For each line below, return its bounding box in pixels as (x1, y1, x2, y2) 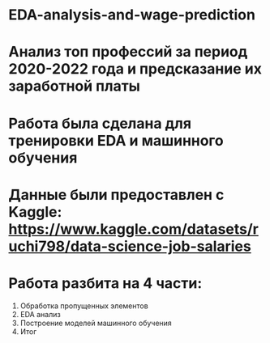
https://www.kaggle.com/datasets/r (8, 220, 259, 238)
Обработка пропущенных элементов (19, 301, 148, 311)
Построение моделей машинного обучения (19, 318, 172, 328)
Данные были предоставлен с (8, 185, 225, 204)
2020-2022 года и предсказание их (8, 60, 262, 78)
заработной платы (8, 77, 140, 95)
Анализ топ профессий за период (8, 43, 248, 61)
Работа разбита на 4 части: (8, 273, 203, 292)
